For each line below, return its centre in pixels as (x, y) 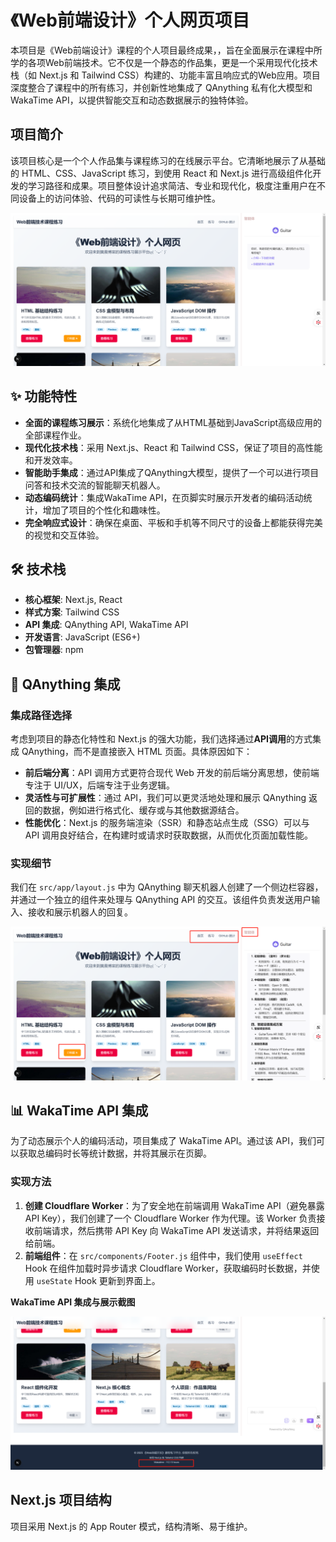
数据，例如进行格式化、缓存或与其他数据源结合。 (143, 810)
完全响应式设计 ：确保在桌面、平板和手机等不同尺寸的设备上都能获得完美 (173, 522)
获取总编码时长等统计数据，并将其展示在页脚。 (115, 1153)
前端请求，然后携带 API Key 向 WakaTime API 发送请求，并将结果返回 (176, 1230)
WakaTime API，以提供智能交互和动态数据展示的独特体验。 (132, 100)
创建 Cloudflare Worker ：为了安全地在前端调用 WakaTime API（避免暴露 (174, 1205)
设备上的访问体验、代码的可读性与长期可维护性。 (119, 198)
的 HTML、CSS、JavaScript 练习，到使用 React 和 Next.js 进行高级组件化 (161, 173)
